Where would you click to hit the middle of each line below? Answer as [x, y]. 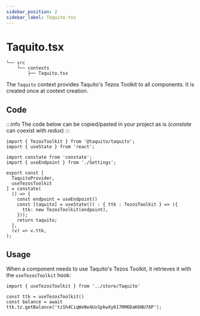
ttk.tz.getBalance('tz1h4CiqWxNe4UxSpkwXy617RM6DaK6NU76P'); [84, 307]
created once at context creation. [47, 91]
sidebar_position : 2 [32, 12]
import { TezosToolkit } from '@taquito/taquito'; [71, 142]
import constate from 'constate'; [49, 157]
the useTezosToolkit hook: [39, 275]
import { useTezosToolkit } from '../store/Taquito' [73, 286]
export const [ [25, 173]
